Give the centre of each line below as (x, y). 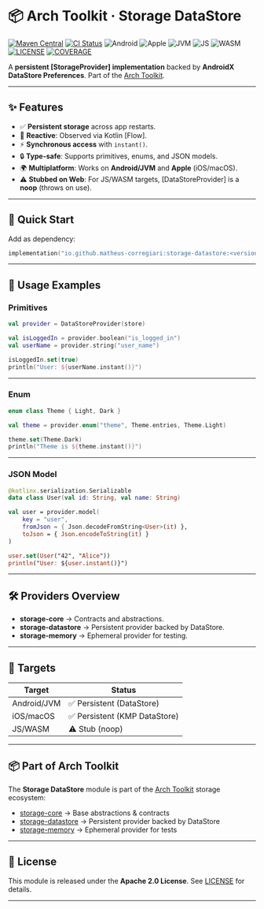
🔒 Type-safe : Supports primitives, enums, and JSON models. (119, 156)
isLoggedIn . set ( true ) (44, 360)
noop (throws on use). (55, 188)
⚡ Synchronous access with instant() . (83, 144)
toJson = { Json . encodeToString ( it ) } (86, 534)
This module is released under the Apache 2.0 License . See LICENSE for (126, 881)
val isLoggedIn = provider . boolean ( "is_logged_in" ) (94, 338)
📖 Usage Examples (55, 285)
